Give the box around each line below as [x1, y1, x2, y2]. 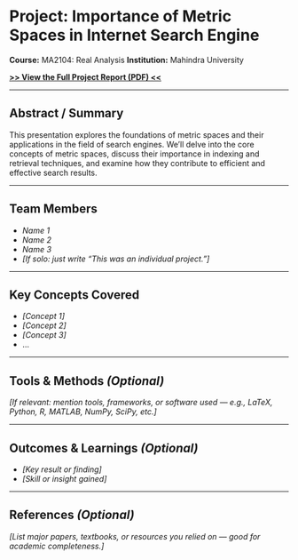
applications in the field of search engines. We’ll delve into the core [9, 139, 255, 149]
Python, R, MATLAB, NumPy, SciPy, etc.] [9, 406, 157, 417]
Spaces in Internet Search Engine [9, 25, 260, 45]
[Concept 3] [21, 330, 67, 340]
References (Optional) [9, 508, 135, 523]
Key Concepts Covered [9, 287, 140, 302]
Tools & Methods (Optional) [9, 373, 165, 388]
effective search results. [9, 167, 98, 178]
